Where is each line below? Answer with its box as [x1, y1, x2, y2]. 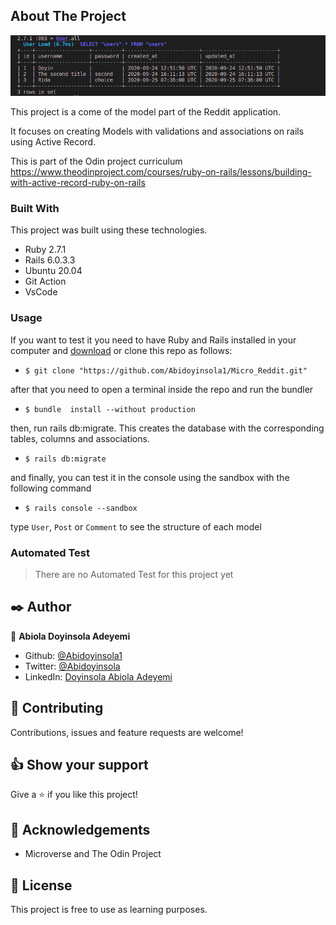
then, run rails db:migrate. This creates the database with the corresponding [10, 422, 325, 434]
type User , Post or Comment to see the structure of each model [10, 520, 262, 533]
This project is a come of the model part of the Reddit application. [10, 106, 282, 118]
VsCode [24, 286, 58, 298]
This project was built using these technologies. [10, 224, 208, 236]
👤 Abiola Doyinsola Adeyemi [10, 630, 131, 642]
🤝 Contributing [10, 700, 104, 717]
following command [10, 482, 92, 494]
